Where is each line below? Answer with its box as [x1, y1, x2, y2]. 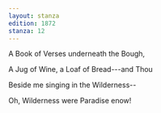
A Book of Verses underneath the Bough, [8, 49, 146, 59]
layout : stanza [8, 11, 60, 20]
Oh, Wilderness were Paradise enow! [8, 96, 132, 106]
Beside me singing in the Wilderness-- [8, 80, 137, 90]
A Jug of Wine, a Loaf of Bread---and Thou [8, 65, 154, 74]
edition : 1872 [8, 19, 57, 27]
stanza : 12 [8, 27, 45, 35]
